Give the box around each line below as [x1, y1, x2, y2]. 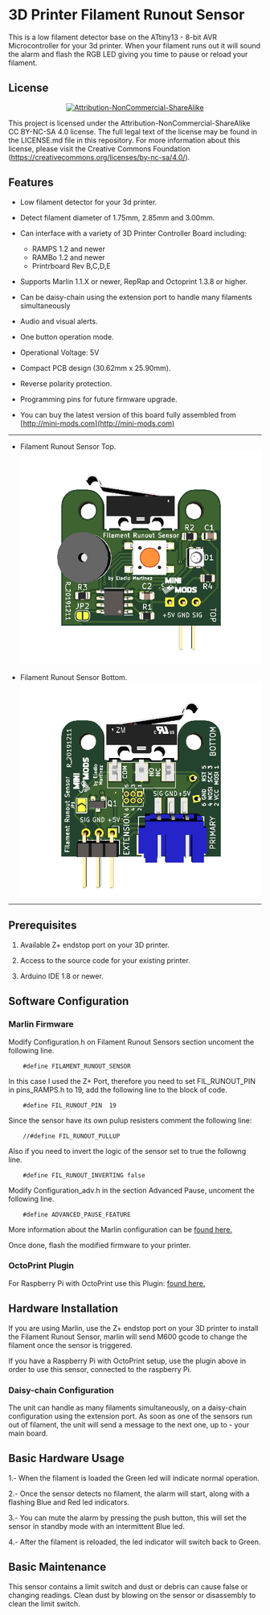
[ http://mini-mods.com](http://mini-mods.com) [19, 418, 175, 428]
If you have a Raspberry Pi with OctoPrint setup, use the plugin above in [8, 1356, 247, 1366]
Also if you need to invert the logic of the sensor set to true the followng [8, 1146, 247, 1156]
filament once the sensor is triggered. [8, 1340, 133, 1349]
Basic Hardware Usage [8, 1452, 125, 1465]
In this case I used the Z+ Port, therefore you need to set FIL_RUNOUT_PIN [8, 1076, 256, 1086]
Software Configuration [8, 995, 129, 1008]
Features [8, 175, 54, 190]
